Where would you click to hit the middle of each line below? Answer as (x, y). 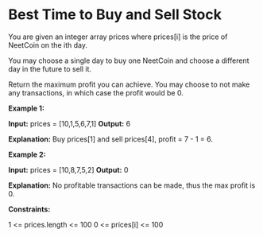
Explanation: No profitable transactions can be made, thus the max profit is (132, 185)
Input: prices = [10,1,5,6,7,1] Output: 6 (70, 123)
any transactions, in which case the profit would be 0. (96, 92)
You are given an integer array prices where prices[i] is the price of (118, 37)
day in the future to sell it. (50, 68)
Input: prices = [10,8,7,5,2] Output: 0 (68, 169)
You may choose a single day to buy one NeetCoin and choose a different (129, 60)
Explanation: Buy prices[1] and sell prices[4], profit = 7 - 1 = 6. (110, 139)
